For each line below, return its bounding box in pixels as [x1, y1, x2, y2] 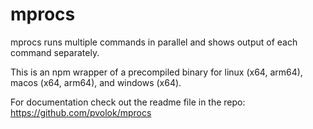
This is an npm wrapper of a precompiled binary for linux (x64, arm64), [10, 66, 303, 78]
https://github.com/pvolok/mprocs [10, 106, 152, 118]
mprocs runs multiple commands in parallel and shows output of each [10, 36, 298, 48]
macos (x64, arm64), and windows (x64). [10, 76, 182, 88]
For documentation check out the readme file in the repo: [10, 96, 246, 108]
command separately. [10, 46, 100, 58]
